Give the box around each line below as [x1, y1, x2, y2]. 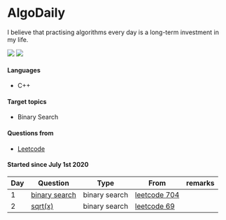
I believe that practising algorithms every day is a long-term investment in [7, 28, 219, 36]
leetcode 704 [135, 190, 180, 200]
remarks [186, 178, 215, 188]
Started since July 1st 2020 [7, 161, 89, 169]
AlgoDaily [7, 5, 66, 21]
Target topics [7, 97, 47, 105]
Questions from [7, 129, 54, 137]
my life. [7, 35, 29, 43]
